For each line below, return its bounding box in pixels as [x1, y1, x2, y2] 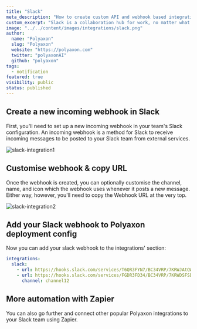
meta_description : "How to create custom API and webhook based [6, 14, 167, 20]
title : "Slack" [6, 8, 43, 15]
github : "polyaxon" [11, 58, 59, 63]
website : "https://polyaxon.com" [11, 47, 93, 53]
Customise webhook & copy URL [6, 163, 127, 173]
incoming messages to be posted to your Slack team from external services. [6, 135, 191, 142]
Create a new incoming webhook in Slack [6, 107, 160, 117]
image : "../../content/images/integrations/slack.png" [6, 25, 143, 31]
